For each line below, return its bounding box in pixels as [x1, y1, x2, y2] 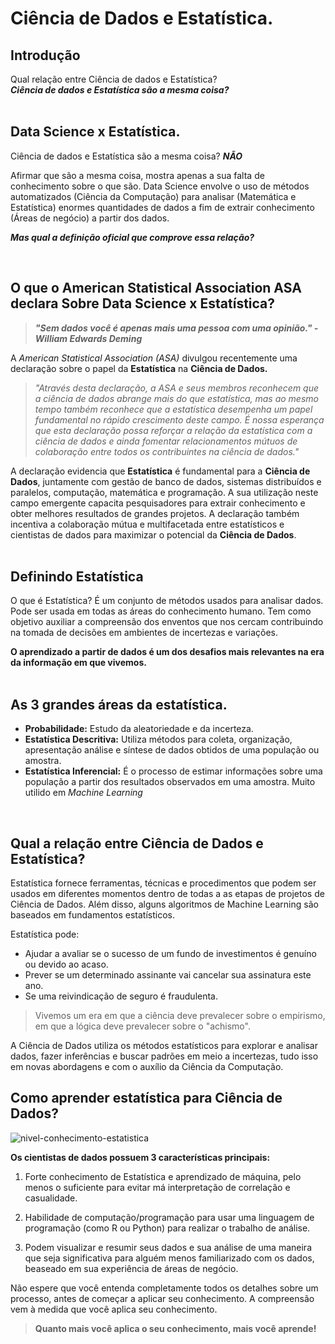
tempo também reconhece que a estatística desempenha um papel [34, 403, 313, 415]
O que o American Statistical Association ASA [10, 280, 302, 297]
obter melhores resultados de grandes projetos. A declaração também [10, 507, 300, 519]
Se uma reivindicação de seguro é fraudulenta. [24, 990, 218, 1002]
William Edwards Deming [34, 332, 143, 344]
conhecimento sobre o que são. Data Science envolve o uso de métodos [10, 180, 310, 192]
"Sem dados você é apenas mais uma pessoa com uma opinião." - [34, 322, 319, 334]
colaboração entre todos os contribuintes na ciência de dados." [34, 445, 300, 457]
